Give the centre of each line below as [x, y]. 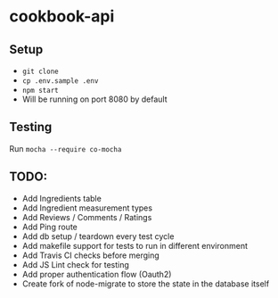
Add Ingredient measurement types [87, 208]
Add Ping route [49, 227]
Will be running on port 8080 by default [94, 99]
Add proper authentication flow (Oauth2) [97, 274]
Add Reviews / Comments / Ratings [87, 217]
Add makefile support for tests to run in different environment [135, 245]
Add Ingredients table [62, 198]
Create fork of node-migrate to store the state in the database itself [146, 284]
